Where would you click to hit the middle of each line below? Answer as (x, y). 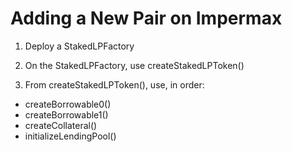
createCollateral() (61, 125)
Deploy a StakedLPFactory (79, 46)
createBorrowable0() (68, 104)
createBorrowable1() (66, 114)
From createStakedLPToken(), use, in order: (114, 84)
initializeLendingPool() (70, 136)
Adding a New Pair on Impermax (146, 18)
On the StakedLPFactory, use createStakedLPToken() (134, 65)
